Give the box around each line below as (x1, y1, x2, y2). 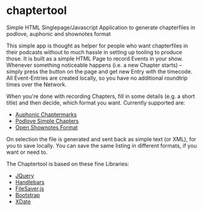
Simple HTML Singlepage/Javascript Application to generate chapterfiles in (6, 24, 196, 31)
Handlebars (15, 178, 45, 185)
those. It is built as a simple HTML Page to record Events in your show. (6, 55, 183, 62)
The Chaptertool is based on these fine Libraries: (6, 160, 129, 167)
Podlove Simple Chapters (15, 117, 79, 125)
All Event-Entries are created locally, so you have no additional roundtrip (6, 74, 188, 81)
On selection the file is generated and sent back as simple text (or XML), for (6, 135, 197, 143)
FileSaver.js (15, 185, 45, 192)
